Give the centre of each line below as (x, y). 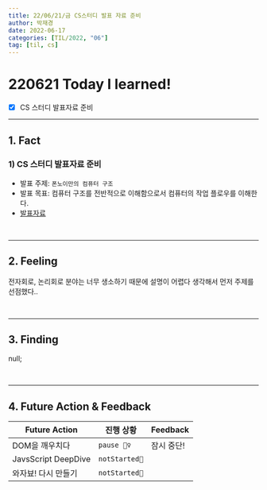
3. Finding (33, 340)
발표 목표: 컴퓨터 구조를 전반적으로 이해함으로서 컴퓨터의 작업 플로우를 (128, 193)
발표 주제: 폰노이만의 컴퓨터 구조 (66, 183)
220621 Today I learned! (90, 85)
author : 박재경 (31, 23)
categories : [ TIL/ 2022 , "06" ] (58, 38)
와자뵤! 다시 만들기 (45, 473)
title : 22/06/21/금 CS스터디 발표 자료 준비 (75, 15)
